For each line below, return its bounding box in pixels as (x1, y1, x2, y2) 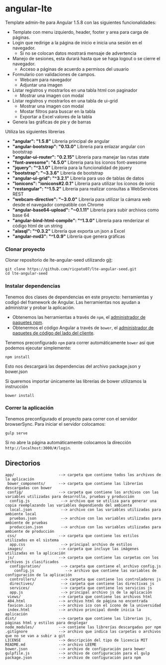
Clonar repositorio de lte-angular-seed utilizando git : (5, 257, 113, 263)
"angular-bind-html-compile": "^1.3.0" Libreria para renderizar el (12, 217, 149, 223)
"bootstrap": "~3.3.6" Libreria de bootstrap (12, 170, 103, 176)
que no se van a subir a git (5, 633, 66, 638)
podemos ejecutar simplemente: (5, 345, 71, 351)
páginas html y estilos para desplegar (5, 620, 88, 625)
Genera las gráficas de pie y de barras (12, 119, 91, 125)
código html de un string (12, 222, 63, 229)
